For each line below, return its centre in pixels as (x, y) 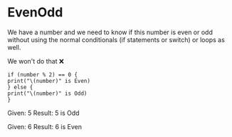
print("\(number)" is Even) (49, 81)
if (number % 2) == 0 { (43, 75)
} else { (20, 87)
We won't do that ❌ (36, 61)
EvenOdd (35, 12)
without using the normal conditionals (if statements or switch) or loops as (116, 39)
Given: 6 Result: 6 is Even (45, 126)
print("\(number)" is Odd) (47, 93)
